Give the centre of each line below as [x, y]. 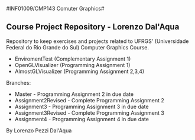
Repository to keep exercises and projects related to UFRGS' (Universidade [97, 41]
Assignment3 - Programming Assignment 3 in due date [82, 106]
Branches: [19, 82]
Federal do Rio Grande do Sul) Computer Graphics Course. [78, 47]
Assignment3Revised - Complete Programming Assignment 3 [89, 113]
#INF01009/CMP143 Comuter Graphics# [55, 9]
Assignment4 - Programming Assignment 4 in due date [82, 119]
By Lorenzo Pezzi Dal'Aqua [39, 130]
